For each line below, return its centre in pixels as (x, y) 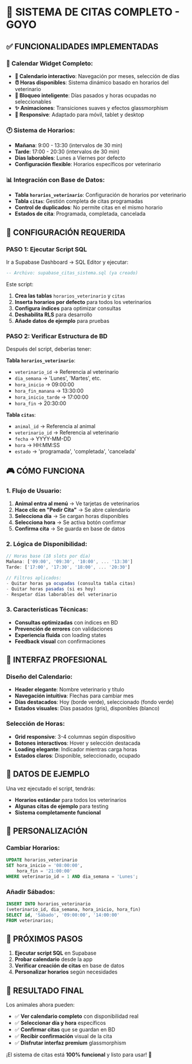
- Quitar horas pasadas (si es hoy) (51, 589)
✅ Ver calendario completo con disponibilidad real (77, 1016)
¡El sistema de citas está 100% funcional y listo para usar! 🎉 (79, 1055)
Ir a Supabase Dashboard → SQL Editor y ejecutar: (67, 262)
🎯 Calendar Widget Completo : (49, 63)
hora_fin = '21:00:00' (44, 871)
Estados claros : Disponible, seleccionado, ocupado (77, 755)
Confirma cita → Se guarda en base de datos (70, 529)
